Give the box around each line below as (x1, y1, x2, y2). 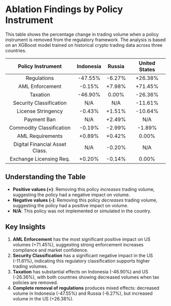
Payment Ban (23, 116, 56, 123)
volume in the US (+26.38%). (12, 295, 74, 301)
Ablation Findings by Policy (5, 4, 123, 15)
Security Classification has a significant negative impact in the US (12, 252, 153, 258)
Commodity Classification (9, 124, 71, 131)
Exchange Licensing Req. (10, 155, 70, 162)
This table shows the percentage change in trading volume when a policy (5, 31, 159, 37)
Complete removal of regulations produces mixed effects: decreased (12, 285, 159, 291)
